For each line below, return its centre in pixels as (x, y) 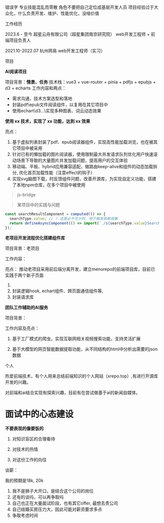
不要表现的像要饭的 (24, 428)
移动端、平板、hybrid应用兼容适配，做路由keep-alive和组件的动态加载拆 (85, 166)
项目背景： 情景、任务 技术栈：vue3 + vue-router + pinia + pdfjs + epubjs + (81, 82)
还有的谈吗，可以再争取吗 (38, 497)
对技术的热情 (25, 449)
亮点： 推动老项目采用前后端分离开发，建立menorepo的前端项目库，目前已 (80, 269)
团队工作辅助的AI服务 (27, 307)
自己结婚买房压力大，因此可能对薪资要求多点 (57, 509)
